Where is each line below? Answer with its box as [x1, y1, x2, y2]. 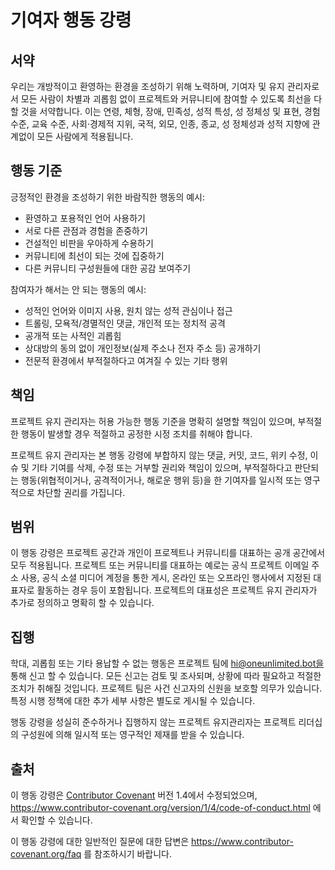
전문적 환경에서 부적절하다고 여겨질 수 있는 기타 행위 [24, 354, 228, 366]
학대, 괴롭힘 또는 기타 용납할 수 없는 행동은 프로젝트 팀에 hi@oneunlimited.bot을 [10, 657, 325, 670]
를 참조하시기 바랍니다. [83, 848, 173, 860]
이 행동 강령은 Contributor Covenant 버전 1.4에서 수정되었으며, [10, 789, 258, 801]
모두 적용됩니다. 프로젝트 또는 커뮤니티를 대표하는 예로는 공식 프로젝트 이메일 [10, 559, 310, 571]
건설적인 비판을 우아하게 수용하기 [24, 237, 154, 249]
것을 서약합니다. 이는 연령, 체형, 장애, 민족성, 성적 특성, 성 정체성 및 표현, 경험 [20, 106, 321, 117]
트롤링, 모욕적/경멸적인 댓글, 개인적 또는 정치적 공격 [24, 317, 226, 329]
